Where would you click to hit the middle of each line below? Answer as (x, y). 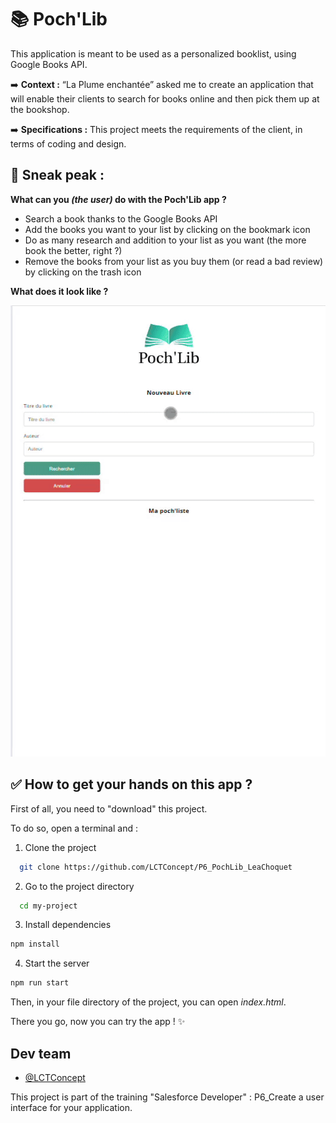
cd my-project (48, 906)
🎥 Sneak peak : (57, 175)
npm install (35, 944)
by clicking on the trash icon (83, 272)
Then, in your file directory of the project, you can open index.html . (148, 1002)
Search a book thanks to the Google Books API (121, 218)
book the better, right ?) (73, 250)
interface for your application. (71, 1108)
